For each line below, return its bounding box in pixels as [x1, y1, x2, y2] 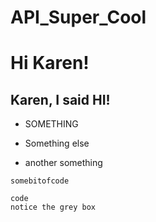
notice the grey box [10, 202, 97, 213]
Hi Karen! [10, 52, 90, 75]
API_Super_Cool [10, 6, 147, 29]
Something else [24, 137, 90, 150]
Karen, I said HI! [10, 91, 111, 108]
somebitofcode [10, 176, 70, 186]
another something [24, 157, 103, 169]
